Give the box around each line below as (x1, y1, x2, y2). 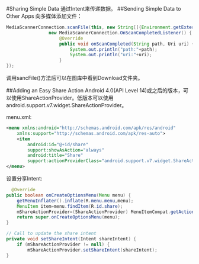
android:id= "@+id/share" (27, 141, 89, 147)
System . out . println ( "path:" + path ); (69, 46, 158, 52)
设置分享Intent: (6, 175, 43, 182)
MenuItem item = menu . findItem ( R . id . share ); (17, 203, 123, 209)
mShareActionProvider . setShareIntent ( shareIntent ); (27, 247, 158, 253)
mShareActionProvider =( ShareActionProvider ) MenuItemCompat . (17, 209, 171, 215)
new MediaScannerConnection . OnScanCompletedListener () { (48, 30, 192, 36)
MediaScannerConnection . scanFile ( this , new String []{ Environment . (6, 24, 174, 30)
